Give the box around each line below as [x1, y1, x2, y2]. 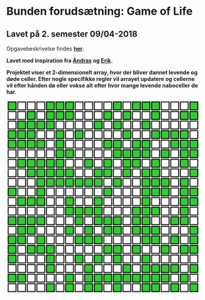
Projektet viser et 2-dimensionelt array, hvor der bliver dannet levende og [6, 69, 198, 76]
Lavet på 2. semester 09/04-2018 [6, 29, 138, 39]
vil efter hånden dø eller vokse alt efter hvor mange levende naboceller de [6, 82, 198, 89]
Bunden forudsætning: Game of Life [6, 4, 193, 18]
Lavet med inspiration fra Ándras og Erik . [6, 57, 114, 64]
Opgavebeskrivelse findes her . [6, 45, 85, 52]
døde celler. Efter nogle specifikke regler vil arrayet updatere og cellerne [6, 75, 195, 82]
